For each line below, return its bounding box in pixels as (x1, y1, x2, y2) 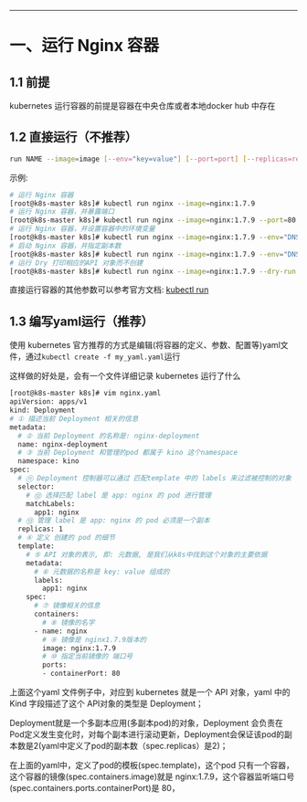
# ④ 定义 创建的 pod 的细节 (17, 533, 116, 543)
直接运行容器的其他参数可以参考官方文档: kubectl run (9, 284, 209, 295)
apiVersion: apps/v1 (9, 397, 89, 406)
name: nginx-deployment (17, 439, 108, 448)
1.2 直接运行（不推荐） (9, 130, 138, 145)
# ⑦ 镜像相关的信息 (33, 601, 101, 610)
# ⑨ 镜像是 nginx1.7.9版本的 (42, 635, 147, 644)
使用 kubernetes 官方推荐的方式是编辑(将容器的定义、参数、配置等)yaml (9, 340, 281, 351)
